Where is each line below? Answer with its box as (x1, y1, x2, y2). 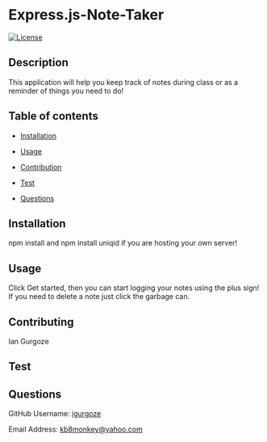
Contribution (19, 162, 62, 171)
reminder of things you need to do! (8, 86, 124, 95)
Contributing (8, 315, 74, 329)
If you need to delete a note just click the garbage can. (8, 292, 190, 301)
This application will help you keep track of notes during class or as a (8, 77, 239, 86)
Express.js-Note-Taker (8, 6, 165, 24)
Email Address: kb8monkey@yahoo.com (8, 424, 143, 434)
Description (8, 56, 69, 69)
